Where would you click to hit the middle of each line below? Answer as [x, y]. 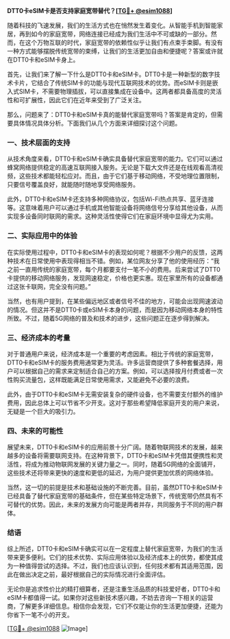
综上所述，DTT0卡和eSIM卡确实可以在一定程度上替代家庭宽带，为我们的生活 [115, 549]
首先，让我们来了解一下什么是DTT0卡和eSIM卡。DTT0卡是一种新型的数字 [111, 74]
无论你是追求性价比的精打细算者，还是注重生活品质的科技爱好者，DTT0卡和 [114, 589]
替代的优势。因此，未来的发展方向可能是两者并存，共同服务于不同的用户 [115, 504]
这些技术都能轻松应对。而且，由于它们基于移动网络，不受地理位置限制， [121, 176]
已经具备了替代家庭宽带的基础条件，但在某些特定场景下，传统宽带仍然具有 [112, 496]
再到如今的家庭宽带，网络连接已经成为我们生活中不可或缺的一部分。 [115, 34]
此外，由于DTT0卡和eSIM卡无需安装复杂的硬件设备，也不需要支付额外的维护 [115, 394]
